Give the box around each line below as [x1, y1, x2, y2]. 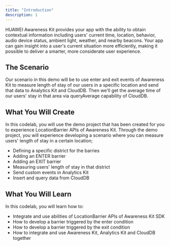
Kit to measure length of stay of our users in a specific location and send [5, 82, 159, 88]
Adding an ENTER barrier [12, 153, 66, 159]
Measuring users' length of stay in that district [12, 164, 110, 170]
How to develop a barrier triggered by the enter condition [12, 218, 134, 224]
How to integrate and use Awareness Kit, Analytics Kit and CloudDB [12, 229, 156, 236]
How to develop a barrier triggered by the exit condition [12, 224, 131, 230]
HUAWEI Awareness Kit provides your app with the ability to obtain [5, 26, 146, 32]
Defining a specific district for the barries [12, 148, 100, 154]
